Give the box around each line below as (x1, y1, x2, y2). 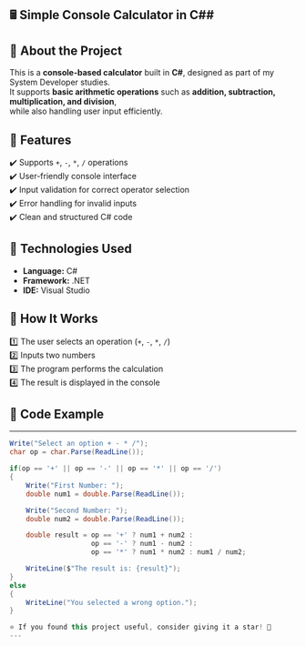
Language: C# (22, 265, 78, 276)
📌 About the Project (9, 43, 123, 58)
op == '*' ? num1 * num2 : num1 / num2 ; (90, 548, 247, 557)
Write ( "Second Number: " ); (25, 506, 128, 515)
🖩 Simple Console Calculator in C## (9, 7, 215, 23)
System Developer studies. (9, 76, 111, 88)
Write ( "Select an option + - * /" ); (9, 439, 148, 449)
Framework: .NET (22, 275, 91, 286)
